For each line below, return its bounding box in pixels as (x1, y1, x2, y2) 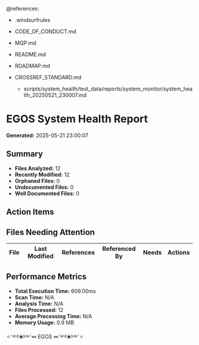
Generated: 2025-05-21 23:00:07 (6, 131, 89, 138)
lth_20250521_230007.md (23, 92, 87, 98)
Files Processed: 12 (14, 306, 64, 313)
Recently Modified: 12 (14, 171, 70, 178)
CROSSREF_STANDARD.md (14, 74, 82, 80)
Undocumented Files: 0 (14, 183, 74, 191)
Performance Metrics (6, 272, 87, 282)
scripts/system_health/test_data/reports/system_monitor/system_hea (23, 85, 193, 92)
